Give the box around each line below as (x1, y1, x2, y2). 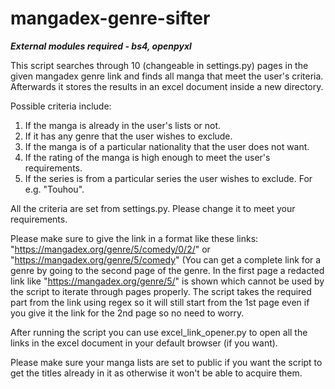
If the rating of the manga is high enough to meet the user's (24, 151, 271, 163)
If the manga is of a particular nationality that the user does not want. (24, 140, 310, 152)
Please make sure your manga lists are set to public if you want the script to (10, 356, 323, 368)
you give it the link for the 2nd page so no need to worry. (10, 307, 245, 319)
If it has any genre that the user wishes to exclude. (24, 130, 233, 142)
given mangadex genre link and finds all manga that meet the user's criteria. (10, 70, 324, 82)
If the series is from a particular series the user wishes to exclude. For (24, 172, 313, 184)
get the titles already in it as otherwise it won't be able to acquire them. (10, 367, 303, 379)
